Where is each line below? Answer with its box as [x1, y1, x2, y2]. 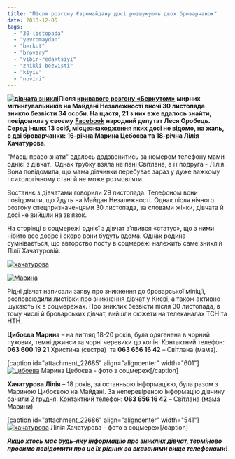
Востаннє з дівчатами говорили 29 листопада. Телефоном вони [7, 188, 198, 197]
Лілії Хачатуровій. [7, 246, 61, 255]
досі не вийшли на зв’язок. [7, 211, 87, 219]
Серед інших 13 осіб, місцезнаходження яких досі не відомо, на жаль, [7, 124, 225, 133]
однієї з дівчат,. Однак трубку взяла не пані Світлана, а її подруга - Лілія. [7, 160, 226, 169]
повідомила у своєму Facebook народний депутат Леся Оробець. [7, 117, 211, 125]
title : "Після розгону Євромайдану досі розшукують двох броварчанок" [7, 10, 218, 17]
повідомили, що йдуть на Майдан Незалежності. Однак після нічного [7, 196, 215, 204]
